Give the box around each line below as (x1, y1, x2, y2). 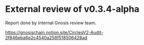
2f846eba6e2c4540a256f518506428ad (5, 35, 88, 41)
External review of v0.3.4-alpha (5, 3, 140, 15)
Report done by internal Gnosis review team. (5, 20, 97, 26)
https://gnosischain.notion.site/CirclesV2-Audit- (5, 29, 104, 35)
